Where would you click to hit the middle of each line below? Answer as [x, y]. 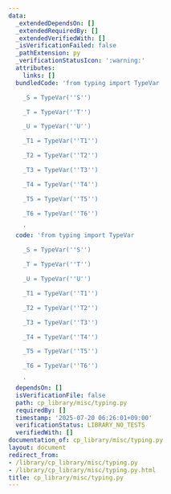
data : [17, 16]
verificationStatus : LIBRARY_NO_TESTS [81, 425]
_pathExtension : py [48, 53]
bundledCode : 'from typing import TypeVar [88, 83]
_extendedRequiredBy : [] [57, 31]
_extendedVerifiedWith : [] [61, 38]
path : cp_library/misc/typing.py [71, 402]
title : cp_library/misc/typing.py [66, 478]
